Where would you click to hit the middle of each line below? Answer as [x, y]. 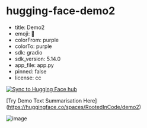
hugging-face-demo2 [61, 11]
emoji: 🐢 [25, 33]
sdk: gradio [28, 52]
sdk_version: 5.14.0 [38, 59]
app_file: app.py [34, 65]
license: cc [28, 78]
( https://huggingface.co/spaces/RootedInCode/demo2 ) [73, 107]
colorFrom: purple [37, 40]
